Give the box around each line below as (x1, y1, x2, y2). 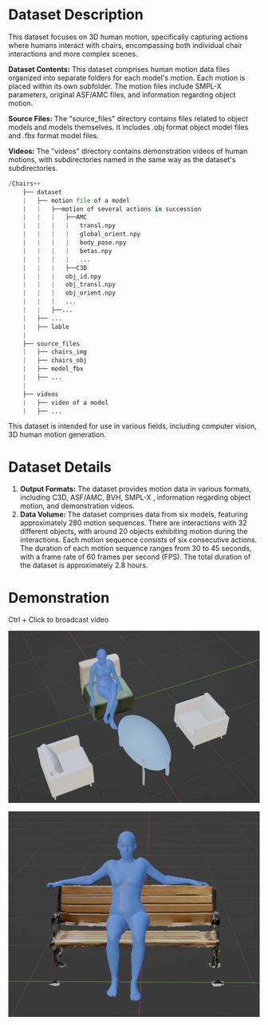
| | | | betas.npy (22, 247, 112, 255)
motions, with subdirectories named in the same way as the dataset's (8, 154, 236, 164)
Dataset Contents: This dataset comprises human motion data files (8, 64, 230, 73)
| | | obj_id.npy (22, 272, 102, 280)
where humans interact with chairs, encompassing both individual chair (8, 40, 243, 49)
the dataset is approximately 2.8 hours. (19, 560, 149, 570)
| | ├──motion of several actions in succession (22, 205, 202, 213)
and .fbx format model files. (8, 130, 100, 140)
